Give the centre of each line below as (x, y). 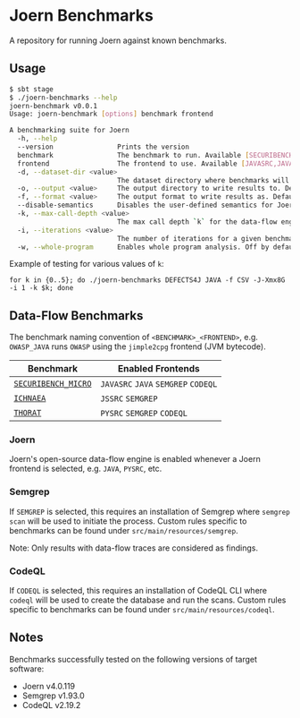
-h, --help (37, 139)
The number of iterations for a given (189, 238)
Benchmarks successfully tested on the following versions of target (133, 659)
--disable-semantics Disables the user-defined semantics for (146, 205)
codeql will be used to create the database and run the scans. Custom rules (148, 600)
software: (27, 669)
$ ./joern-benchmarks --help (63, 98)
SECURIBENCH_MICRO (53, 384)
